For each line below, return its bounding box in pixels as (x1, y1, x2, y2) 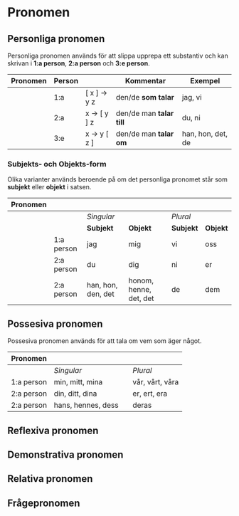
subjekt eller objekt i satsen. (7, 183, 92, 191)
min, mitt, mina (53, 377, 103, 387)
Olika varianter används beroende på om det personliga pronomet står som (7, 175, 228, 184)
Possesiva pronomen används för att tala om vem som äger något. (7, 337, 202, 345)
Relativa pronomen (7, 473, 93, 485)
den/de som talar (115, 93, 174, 102)
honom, (128, 275, 154, 285)
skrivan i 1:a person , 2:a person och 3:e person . (7, 59, 151, 68)
